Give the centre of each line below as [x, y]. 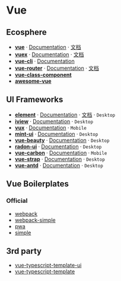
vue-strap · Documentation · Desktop [60, 159]
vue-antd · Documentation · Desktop [59, 165]
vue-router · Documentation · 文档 [57, 68]
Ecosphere [27, 32]
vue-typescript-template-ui [48, 265]
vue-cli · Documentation [45, 61]
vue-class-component [43, 75]
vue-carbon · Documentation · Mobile [61, 153]
